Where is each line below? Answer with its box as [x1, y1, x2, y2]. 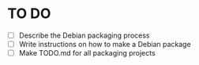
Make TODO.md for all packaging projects [18, 49, 156, 58]
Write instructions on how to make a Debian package [18, 40, 191, 49]
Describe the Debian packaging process [18, 31, 150, 40]
